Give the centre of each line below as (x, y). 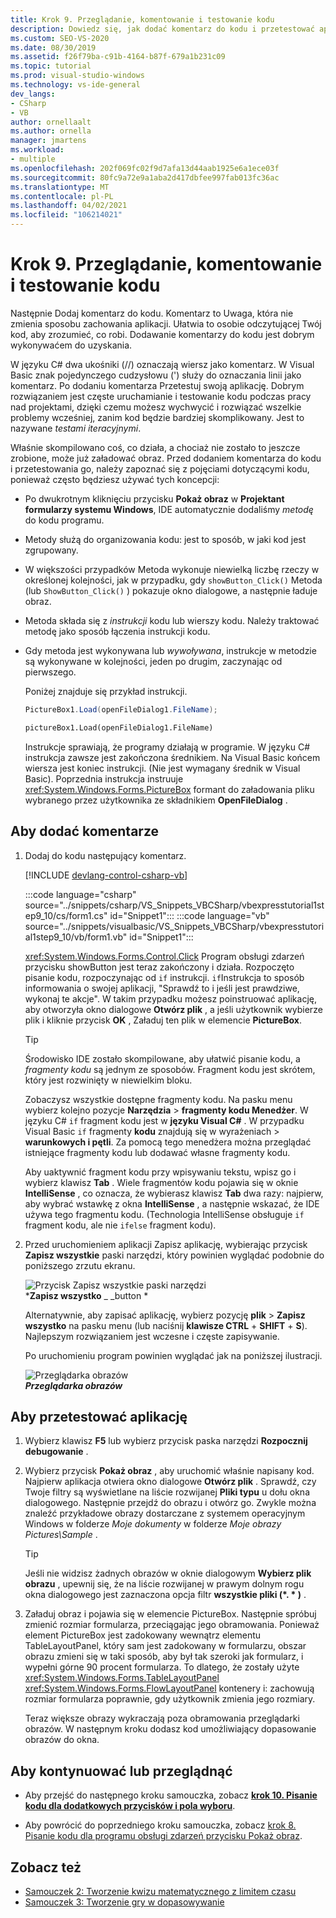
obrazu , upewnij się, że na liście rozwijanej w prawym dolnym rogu (164, 1584)
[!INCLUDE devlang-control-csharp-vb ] (106, 875)
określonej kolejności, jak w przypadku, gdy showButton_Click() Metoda (173, 580)
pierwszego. (50, 672)
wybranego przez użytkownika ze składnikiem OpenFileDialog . (156, 800)
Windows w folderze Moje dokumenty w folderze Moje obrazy (153, 1524)
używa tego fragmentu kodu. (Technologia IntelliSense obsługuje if (164, 1214)
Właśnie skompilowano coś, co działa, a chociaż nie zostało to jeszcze (155, 447)
